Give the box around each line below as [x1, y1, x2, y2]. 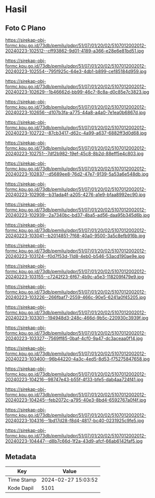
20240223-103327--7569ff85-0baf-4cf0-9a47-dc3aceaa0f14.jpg [5, 335, 143, 341]
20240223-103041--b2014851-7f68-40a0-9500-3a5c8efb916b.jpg [5, 233, 145, 239]
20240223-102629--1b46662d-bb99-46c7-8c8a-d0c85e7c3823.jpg [5, 89, 149, 95]
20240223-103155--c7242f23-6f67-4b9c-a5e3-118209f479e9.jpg [5, 274, 144, 280]
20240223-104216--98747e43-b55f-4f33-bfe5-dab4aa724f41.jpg [5, 377, 144, 382]
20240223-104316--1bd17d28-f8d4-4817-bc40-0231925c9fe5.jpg [5, 418, 144, 423]
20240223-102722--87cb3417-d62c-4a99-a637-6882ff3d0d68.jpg [5, 130, 147, 136]
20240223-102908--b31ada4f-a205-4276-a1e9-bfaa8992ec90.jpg [5, 192, 145, 198]
